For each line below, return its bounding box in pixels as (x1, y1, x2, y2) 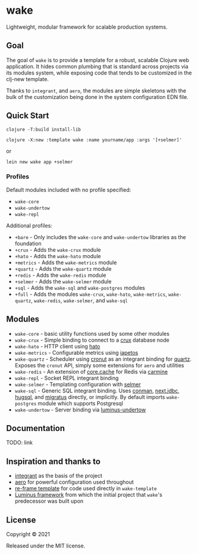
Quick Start (6, 111, 49, 121)
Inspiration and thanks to (6, 456, 101, 466)
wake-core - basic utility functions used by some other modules (14, 330, 169, 337)
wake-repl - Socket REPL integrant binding (14, 374, 119, 382)
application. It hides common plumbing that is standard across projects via (6, 63, 188, 70)
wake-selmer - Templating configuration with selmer (14, 380, 141, 388)
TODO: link (6, 439, 33, 446)
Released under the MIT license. (6, 542, 86, 549)
